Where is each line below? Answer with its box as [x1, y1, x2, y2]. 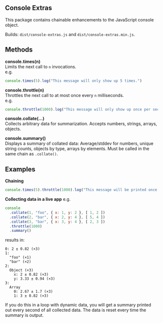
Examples [5, 165, 35, 173]
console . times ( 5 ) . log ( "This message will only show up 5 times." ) [5, 78, 142, 83]
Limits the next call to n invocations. [5, 63, 77, 70]
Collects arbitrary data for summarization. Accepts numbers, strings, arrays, [5, 121, 157, 127]
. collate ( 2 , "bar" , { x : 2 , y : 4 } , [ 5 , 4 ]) [9, 214, 105, 220]
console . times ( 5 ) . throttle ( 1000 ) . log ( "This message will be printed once [5, 188, 158, 192]
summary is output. [5, 312, 44, 318]
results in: [5, 237, 25, 243]
